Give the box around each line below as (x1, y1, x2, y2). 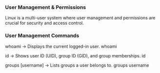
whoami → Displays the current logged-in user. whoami (5, 43, 117, 49)
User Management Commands (5, 32, 79, 39)
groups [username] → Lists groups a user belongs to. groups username (5, 62, 149, 68)
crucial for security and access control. (5, 20, 84, 26)
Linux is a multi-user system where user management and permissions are (5, 15, 156, 21)
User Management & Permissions (5, 4, 87, 11)
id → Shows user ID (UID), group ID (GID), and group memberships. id (5, 53, 146, 58)
